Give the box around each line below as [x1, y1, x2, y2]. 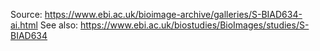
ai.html [10, 19, 38, 31]
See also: [39, 19, 79, 31]
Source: [10, 9, 43, 20]
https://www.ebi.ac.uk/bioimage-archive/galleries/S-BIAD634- [44, 9, 303, 20]
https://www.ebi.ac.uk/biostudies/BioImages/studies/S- [80, 19, 310, 31]
